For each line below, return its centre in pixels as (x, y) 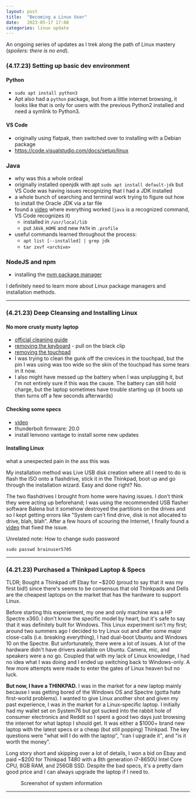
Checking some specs (34, 409)
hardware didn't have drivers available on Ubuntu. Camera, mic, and (88, 650)
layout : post (22, 11)
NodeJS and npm (31, 262)
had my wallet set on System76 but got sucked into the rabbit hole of (89, 711)
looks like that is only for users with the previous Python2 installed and (99, 105)
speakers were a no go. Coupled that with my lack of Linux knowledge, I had (98, 656)
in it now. (25, 371)
